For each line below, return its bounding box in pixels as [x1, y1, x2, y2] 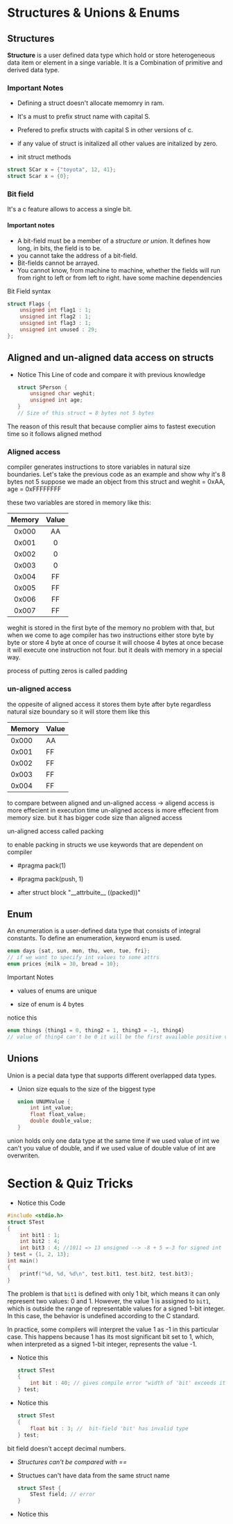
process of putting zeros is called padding [7, 666, 128, 675]
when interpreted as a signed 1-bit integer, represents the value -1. [7, 1340, 198, 1348]
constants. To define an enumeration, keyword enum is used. [7, 934, 182, 943]
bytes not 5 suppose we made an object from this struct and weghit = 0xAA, [7, 478, 225, 486]
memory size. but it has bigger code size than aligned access [7, 813, 182, 821]
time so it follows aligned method [7, 429, 102, 438]
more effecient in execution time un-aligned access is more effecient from [7, 805, 219, 815]
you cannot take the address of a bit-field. [17, 251, 138, 259]
